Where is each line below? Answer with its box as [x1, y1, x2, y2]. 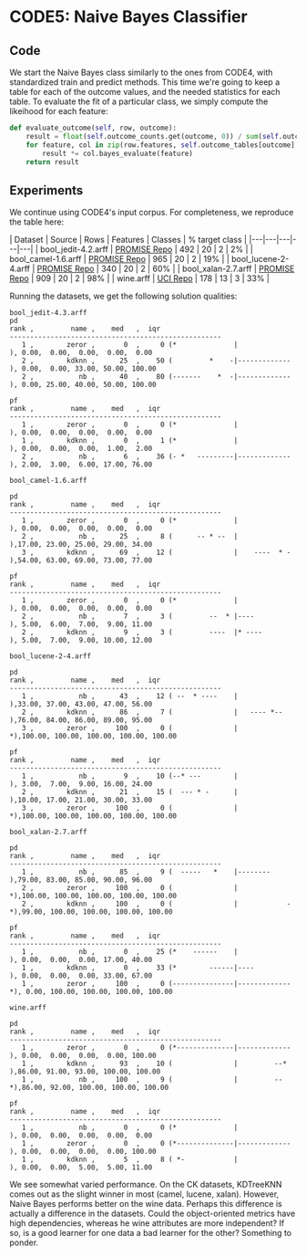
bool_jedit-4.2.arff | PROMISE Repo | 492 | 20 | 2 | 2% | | [40, 244, 253, 255]
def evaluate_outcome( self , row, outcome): [9, 123, 178, 132]
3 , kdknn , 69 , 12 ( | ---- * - [21, 548, 291, 558]
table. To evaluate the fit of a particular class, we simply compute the [9, 96, 269, 107]
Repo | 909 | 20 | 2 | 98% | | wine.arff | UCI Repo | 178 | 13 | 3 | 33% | [9, 273, 270, 284]
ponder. [9, 1237, 39, 1248]
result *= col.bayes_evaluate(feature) [42, 149, 194, 158]
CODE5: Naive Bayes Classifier [9, 6, 248, 27]
